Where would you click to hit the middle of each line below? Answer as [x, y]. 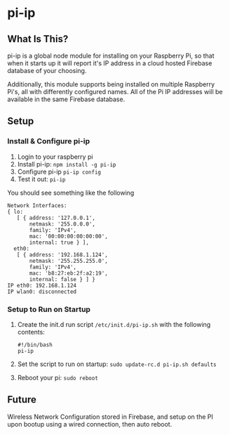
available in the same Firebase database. [66, 99]
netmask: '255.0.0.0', [62, 224]
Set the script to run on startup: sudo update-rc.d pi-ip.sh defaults [117, 364]
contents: [31, 332]
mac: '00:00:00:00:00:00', [69, 236]
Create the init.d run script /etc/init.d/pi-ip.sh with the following [114, 324]
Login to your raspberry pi [55, 157]
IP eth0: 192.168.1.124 [42, 285]
